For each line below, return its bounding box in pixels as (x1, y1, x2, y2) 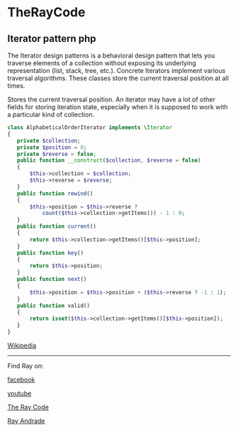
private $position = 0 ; (16, 143, 87, 151)
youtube (7, 389, 32, 397)
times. (7, 82, 25, 89)
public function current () (16, 223, 97, 231)
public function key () (16, 249, 84, 256)
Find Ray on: (7, 362, 44, 370)
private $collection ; (16, 137, 81, 144)
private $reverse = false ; (16, 150, 97, 157)
